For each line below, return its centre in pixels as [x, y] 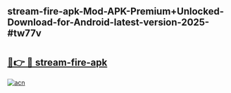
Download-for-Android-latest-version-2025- [108, 23]
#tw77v [25, 33]
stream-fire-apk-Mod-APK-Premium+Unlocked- [115, 12]
